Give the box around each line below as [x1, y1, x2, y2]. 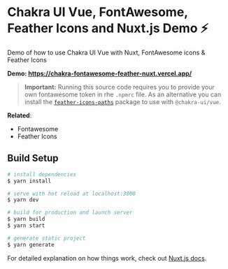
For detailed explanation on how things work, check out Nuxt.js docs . [7, 254, 207, 262]
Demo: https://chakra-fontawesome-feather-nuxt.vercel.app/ [7, 69, 192, 78]
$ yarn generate [7, 241, 55, 248]
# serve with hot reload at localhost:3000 [7, 190, 136, 197]
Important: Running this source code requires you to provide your [24, 82, 215, 91]
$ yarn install [7, 177, 52, 184]
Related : [7, 111, 32, 119]
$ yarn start [7, 222, 45, 229]
